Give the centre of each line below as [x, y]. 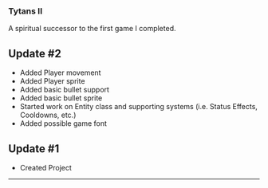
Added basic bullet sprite [61, 98]
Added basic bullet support [65, 90]
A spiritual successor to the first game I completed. [92, 29]
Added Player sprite [52, 81]
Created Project [45, 167]
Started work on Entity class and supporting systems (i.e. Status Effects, [138, 107]
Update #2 [35, 53]
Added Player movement [60, 72]
